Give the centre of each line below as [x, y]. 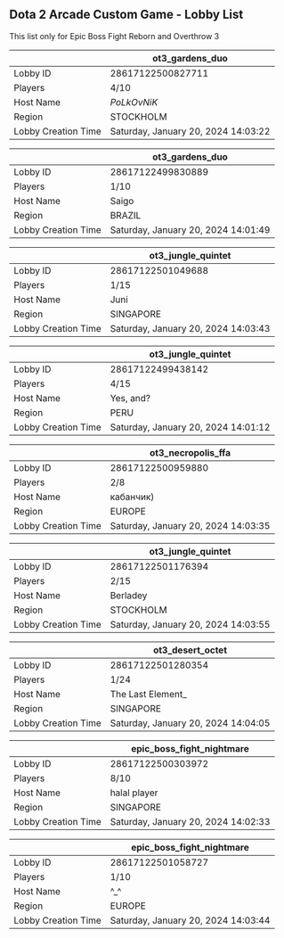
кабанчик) [132, 497]
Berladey [129, 595]
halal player [134, 793]
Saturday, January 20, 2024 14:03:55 [190, 624]
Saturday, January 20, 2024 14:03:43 [190, 328]
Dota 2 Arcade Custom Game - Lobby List [126, 15]
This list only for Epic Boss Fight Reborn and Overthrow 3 [114, 36]
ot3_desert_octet [190, 650]
